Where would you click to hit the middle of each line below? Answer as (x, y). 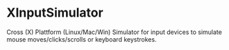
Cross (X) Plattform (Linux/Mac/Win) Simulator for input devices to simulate (114, 32)
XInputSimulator (55, 13)
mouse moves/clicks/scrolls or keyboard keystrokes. (82, 39)
